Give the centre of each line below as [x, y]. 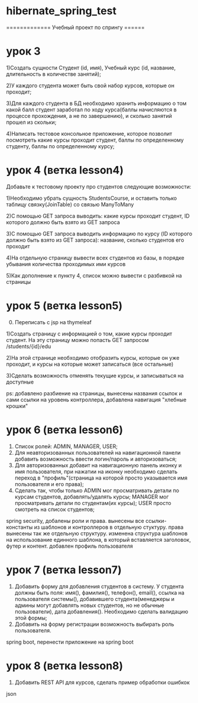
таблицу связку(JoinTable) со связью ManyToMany [70, 204]
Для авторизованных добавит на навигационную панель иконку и [98, 465]
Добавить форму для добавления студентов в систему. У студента [99, 586]
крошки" [17, 406]
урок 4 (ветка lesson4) [65, 170]
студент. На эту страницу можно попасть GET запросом [77, 340]
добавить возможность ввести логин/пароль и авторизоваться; [96, 459]
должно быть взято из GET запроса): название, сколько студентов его [95, 240]
